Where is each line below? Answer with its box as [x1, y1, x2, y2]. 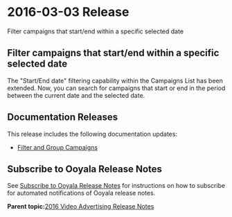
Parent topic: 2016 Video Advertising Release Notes [7, 202, 154, 211]
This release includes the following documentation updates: [7, 130, 178, 138]
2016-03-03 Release [7, 4, 130, 20]
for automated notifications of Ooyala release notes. [7, 189, 156, 198]
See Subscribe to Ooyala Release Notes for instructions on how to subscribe [7, 182, 226, 190]
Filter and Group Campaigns [17, 143, 98, 151]
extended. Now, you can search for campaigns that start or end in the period [7, 84, 226, 92]
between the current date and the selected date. [7, 91, 145, 99]
